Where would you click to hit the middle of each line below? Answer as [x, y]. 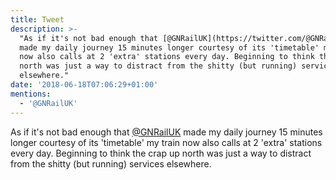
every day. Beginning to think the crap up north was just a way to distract [161, 153]
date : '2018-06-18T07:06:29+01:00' [84, 85]
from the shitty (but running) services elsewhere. [111, 163]
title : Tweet [37, 19]
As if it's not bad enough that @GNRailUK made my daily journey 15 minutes [166, 132]
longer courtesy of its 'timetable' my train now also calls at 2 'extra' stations [166, 142]
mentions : [31, 94]
